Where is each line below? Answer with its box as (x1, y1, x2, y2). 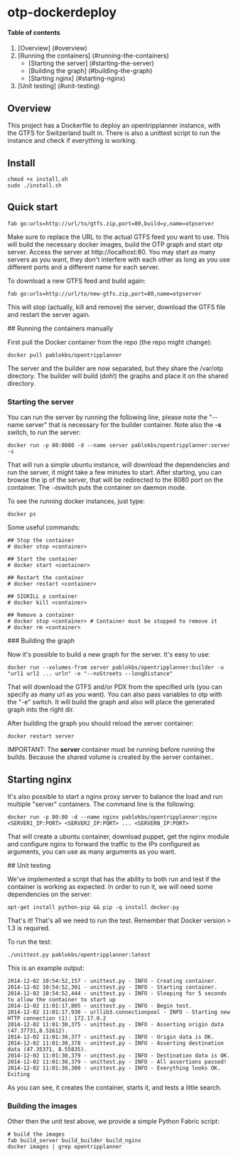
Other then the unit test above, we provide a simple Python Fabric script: (7, 1117, 220, 1126)
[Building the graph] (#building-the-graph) (28, 67, 153, 75)
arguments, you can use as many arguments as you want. (7, 847, 176, 856)
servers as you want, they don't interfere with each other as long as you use (7, 255, 230, 264)
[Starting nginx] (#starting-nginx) (28, 74, 126, 82)
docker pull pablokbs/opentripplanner (7, 351, 122, 359)
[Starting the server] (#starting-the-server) (28, 59, 154, 68)
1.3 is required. (7, 923, 50, 932)
